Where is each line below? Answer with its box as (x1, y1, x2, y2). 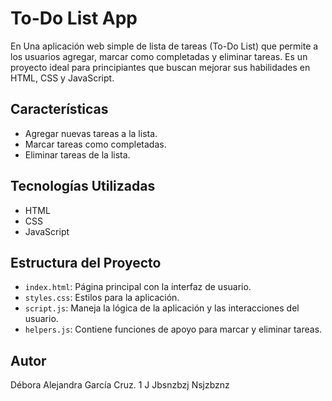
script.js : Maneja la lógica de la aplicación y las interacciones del (24, 302, 300, 314)
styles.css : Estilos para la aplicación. (24, 292, 180, 304)
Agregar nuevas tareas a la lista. (24, 127, 158, 139)
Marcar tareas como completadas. (24, 138, 167, 150)
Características (10, 101, 109, 118)
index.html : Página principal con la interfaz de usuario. (24, 281, 252, 293)
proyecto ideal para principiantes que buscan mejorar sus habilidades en (10, 61, 311, 73)
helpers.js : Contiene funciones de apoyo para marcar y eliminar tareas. (24, 323, 323, 336)
